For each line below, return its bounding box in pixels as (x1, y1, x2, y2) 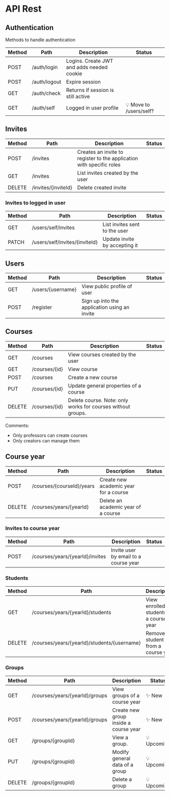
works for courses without (68, 403, 131, 410)
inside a (112, 719, 131, 726)
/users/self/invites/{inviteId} (32, 239, 98, 246)
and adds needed (66, 64, 108, 71)
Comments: (5, 422, 29, 428)
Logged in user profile (66, 105, 119, 111)
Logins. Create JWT (66, 57, 114, 64)
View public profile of (81, 282, 133, 290)
